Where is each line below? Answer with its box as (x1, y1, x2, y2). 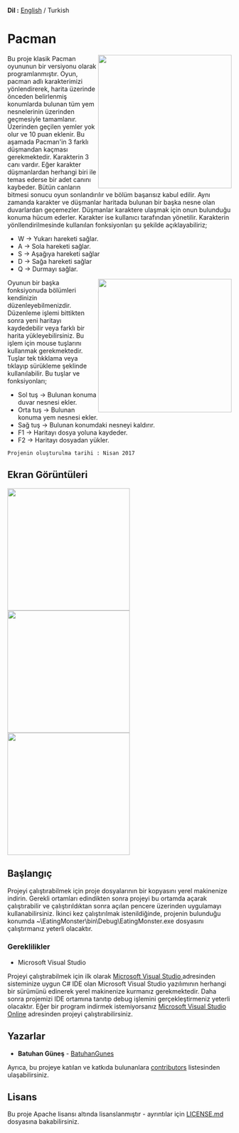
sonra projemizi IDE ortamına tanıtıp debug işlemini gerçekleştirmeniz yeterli (7, 994, 230, 1003)
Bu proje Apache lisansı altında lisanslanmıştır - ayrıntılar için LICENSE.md (7, 1110, 224, 1119)
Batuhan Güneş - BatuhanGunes (17, 1049, 115, 1058)
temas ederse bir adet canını (7, 175, 91, 183)
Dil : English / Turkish (7, 6, 70, 14)
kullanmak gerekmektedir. (7, 346, 83, 355)
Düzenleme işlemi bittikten (7, 309, 85, 317)
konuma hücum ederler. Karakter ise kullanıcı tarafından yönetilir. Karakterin (7, 213, 230, 221)
